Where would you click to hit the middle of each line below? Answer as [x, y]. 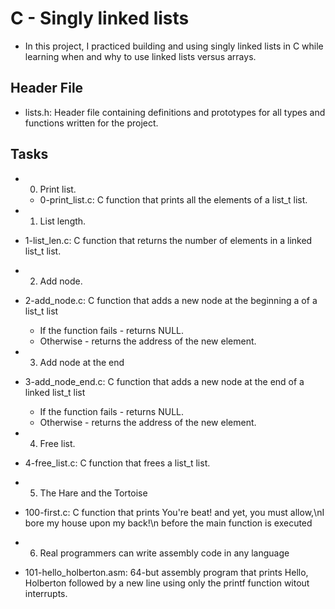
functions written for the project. [91, 123]
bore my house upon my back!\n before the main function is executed [168, 523]
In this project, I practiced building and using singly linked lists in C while [174, 46]
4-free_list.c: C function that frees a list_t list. [117, 463]
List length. [63, 221]
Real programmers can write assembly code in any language [164, 553]
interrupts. [46, 593]
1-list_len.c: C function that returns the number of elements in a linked [168, 240]
